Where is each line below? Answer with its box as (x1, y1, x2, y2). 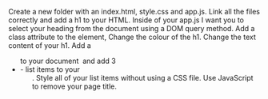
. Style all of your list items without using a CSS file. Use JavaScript (31, 73, 254, 82)
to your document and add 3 (19, 56, 116, 65)
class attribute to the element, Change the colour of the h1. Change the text (8, 32, 256, 42)
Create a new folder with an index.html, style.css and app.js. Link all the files (8, 7, 260, 16)
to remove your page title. (31, 81, 118, 91)
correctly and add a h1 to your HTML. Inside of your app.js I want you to (8, 15, 244, 25)
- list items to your (19, 65, 80, 74)
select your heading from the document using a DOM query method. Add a (8, 24, 255, 33)
